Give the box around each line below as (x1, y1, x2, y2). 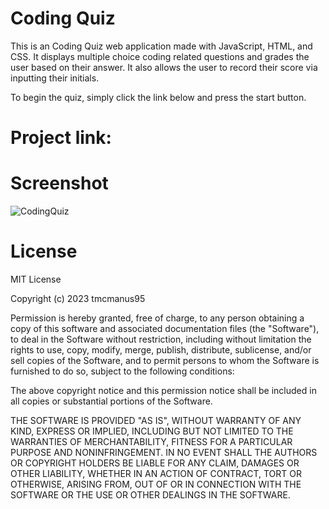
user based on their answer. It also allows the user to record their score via (10, 61, 318, 73)
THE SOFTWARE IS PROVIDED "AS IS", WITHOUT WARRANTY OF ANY (10, 415, 302, 426)
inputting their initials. (10, 72, 100, 84)
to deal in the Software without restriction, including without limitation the (10, 333, 312, 345)
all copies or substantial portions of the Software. (10, 395, 213, 407)
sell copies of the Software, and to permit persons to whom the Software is (10, 355, 320, 366)
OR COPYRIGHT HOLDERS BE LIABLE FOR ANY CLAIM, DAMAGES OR (10, 457, 300, 469)
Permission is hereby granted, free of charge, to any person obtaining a (10, 312, 305, 324)
